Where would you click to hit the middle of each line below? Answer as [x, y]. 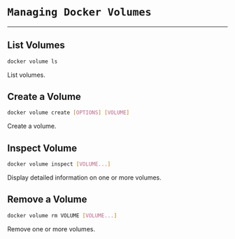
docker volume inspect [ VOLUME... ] [59, 164]
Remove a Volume [47, 200]
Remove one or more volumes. [51, 229]
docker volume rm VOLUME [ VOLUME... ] [62, 215]
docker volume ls [33, 61]
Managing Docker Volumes [79, 12]
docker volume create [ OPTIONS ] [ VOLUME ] [69, 113]
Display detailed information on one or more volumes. [85, 178]
